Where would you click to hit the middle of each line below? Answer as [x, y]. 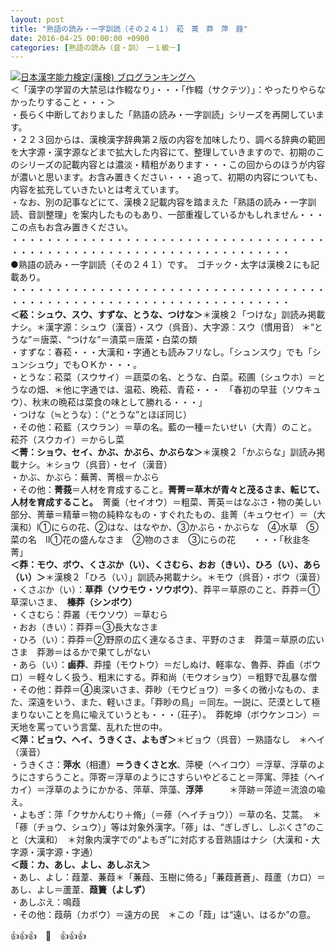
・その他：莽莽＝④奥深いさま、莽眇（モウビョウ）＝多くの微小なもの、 [161, 690]
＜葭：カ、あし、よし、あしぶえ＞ [80, 865]
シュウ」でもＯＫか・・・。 [84, 365]
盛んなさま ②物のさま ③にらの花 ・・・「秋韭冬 [194, 540]
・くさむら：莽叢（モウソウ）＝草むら [89, 615]
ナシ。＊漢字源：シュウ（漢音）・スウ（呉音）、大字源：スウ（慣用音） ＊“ [162, 327]
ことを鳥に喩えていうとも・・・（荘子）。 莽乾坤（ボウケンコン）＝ [182, 715]
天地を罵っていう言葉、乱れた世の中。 [89, 727]
